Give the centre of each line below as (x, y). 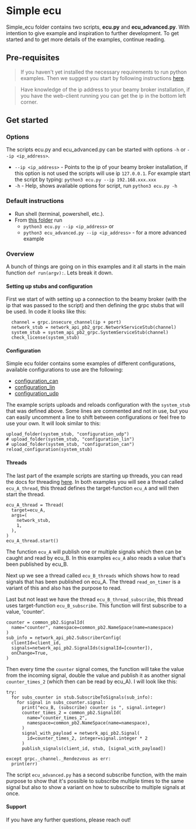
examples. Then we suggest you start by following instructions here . (103, 78)
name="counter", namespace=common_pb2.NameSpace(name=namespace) (93, 627)
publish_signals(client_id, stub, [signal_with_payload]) (94, 748)
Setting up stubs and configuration (49, 286)
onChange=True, (30, 653)
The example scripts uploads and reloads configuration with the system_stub (98, 405)
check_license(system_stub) (46, 338)
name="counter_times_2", (57, 718)
